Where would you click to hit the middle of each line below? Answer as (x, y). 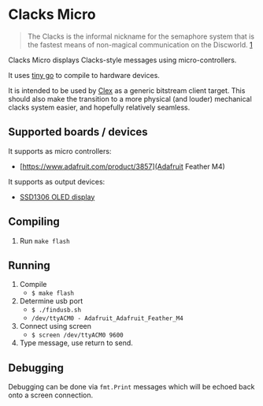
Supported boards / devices (78, 132)
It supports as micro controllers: (60, 151)
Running (30, 265)
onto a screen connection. (50, 395)
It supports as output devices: (57, 181)
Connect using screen (56, 326)
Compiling (34, 222)
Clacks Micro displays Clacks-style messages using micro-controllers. (122, 60)
